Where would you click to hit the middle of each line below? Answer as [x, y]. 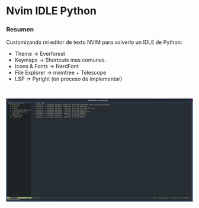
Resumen [20, 30]
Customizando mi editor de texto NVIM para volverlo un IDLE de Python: [94, 42]
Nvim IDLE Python [51, 11]
